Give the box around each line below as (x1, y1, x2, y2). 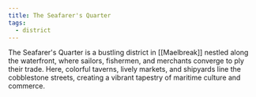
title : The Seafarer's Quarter (8, 11, 111, 20)
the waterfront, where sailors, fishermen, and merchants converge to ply (8, 56, 245, 65)
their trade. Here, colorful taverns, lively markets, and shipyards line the (8, 65, 241, 74)
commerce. (8, 81, 46, 91)
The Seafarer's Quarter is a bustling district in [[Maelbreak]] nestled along (8, 48, 249, 58)
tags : (8, 19, 26, 27)
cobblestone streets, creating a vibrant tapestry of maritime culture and (8, 73, 241, 83)
